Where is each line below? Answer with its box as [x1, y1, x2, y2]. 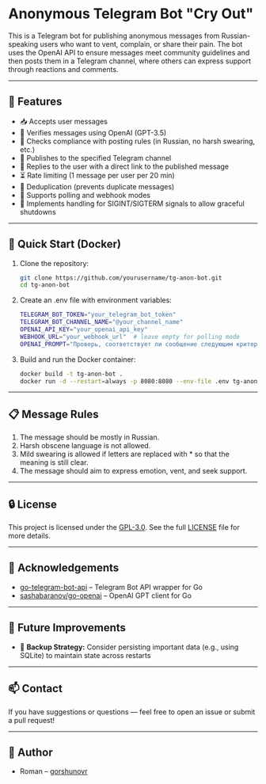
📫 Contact [8, 682, 63, 695]
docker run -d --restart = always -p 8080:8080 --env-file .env [19, 377, 230, 385]
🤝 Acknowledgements [8, 561, 120, 575]
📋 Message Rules [8, 407, 99, 421]
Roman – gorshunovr [19, 767, 89, 776]
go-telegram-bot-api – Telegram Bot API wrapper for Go [19, 582, 203, 592]
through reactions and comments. [8, 64, 119, 74]
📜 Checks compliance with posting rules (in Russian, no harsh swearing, [19, 136, 256, 146]
